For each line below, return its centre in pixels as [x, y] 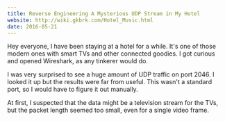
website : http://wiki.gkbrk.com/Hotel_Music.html [81, 20]
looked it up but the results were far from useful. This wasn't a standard [110, 82]
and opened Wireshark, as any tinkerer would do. [77, 61]
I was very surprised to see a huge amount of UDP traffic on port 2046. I [111, 74]
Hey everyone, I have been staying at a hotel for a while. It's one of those [112, 47]
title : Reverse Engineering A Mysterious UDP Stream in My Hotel [103, 14]
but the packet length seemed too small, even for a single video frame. [108, 110]
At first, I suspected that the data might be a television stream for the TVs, [113, 103]
